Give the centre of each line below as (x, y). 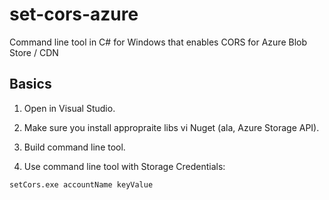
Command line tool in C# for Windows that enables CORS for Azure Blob (158, 42)
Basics (30, 84)
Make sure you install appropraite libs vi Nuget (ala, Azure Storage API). (171, 127)
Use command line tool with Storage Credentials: (124, 166)
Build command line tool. (74, 147)
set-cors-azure (74, 14)
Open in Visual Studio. (69, 108)
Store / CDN (34, 52)
